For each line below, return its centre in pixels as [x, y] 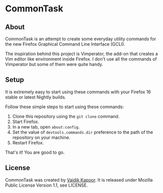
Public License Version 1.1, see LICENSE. [46, 185]
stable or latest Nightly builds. [36, 97]
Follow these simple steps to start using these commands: [65, 107]
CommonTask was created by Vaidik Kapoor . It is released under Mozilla [79, 180]
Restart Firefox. [28, 142]
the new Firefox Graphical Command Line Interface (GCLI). [65, 44]
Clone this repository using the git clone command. [66, 116]
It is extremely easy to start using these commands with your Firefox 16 [78, 92]
